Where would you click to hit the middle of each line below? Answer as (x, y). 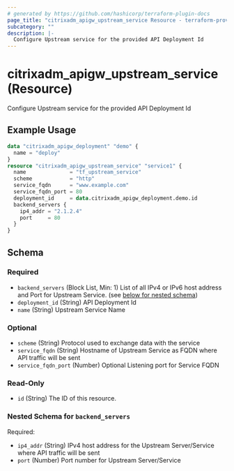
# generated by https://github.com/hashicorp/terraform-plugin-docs (109, 14)
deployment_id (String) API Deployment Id (77, 302)
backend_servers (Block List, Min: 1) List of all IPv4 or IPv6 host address (119, 287)
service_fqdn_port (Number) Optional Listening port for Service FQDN (118, 365)
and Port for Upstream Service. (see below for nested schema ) (108, 294)
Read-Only (26, 383)
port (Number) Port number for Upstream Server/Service (99, 460)
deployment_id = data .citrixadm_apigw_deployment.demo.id (106, 198)
